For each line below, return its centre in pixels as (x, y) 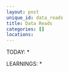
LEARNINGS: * (24, 64)
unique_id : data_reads (35, 18)
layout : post (23, 12)
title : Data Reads (29, 23)
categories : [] (25, 29)
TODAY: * (18, 52)
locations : (20, 35)
